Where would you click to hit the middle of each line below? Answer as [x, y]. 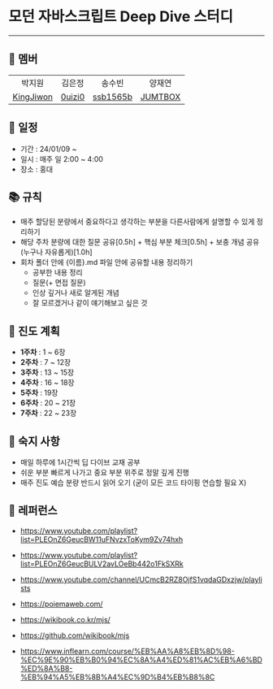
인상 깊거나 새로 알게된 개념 [76, 292]
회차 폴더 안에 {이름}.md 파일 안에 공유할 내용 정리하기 [106, 262]
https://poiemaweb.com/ [61, 604]
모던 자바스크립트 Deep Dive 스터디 [121, 17]
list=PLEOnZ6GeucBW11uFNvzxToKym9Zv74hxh [102, 539]
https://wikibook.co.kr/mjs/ [65, 619]
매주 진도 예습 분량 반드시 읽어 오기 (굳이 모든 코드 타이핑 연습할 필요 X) [133, 483]
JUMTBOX [160, 97]
